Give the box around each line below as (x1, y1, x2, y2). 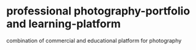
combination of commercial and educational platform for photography (6, 37, 182, 44)
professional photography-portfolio (6, 4, 191, 18)
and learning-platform (6, 17, 121, 31)
